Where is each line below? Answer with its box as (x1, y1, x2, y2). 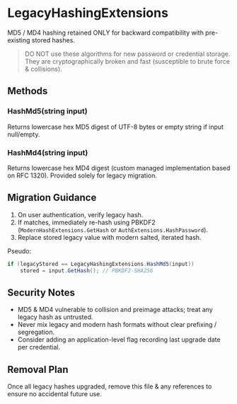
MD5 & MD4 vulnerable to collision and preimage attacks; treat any (17, 306, 214, 314)
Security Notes (7, 287, 76, 299)
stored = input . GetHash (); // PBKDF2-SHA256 (20, 267, 154, 274)
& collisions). (24, 64, 62, 73)
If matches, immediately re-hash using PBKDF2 (17, 218, 156, 226)
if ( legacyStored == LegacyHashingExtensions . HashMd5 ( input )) (7, 260, 195, 267)
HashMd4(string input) (7, 147, 88, 157)
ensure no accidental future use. (7, 390, 103, 398)
